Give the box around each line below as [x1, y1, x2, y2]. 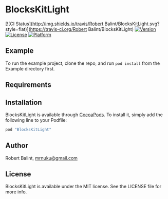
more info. [5, 189, 27, 195]
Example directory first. [5, 65, 55, 71]
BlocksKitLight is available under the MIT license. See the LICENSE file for [5, 184, 162, 190]
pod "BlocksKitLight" [5, 127, 52, 132]
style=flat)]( [5, 26, 31, 32]
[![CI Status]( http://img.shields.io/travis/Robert [5, 21, 104, 27]
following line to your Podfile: [5, 117, 67, 123]
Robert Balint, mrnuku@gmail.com [5, 155, 78, 161]
